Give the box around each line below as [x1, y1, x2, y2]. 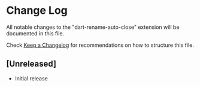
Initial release [14, 74, 48, 82]
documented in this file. [6, 29, 65, 37]
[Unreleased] [6, 59, 57, 69]
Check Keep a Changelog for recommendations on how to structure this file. [6, 41, 195, 49]
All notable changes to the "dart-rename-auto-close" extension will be [6, 23, 180, 31]
